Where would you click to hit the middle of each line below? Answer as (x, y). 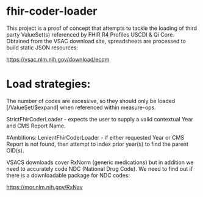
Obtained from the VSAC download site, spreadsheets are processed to (96, 41)
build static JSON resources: (42, 48)
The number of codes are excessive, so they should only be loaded (91, 101)
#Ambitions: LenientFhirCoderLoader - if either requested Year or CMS (95, 137)
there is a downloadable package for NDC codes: (68, 175)
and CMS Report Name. (36, 126)
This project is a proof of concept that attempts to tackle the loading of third (101, 28)
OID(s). (15, 150)
